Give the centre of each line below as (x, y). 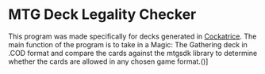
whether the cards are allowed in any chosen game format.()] (108, 61)
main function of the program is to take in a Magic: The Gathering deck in (128, 44)
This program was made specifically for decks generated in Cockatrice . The (132, 36)
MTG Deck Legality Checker (102, 15)
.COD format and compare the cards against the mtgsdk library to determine (133, 53)
